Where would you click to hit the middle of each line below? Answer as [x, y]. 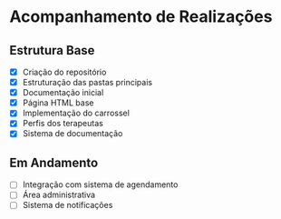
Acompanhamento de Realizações [141, 17]
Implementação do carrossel [76, 113]
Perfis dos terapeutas [63, 124]
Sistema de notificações [68, 205]
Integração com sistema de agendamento [100, 184]
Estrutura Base [52, 50]
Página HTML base [58, 103]
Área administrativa [59, 195]
